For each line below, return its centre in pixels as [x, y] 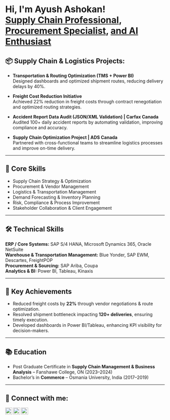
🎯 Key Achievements [38, 292]
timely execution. [30, 320]
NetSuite [14, 249]
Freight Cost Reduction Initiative [47, 96]
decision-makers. [31, 331]
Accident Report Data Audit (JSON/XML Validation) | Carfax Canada [86, 117]
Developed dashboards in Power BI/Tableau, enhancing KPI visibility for [87, 325]
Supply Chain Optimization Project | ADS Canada [65, 137]
